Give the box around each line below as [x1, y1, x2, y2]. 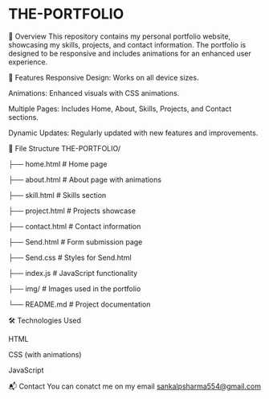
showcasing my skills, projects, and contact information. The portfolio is [8, 39, 247, 49]
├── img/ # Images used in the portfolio [8, 283, 141, 294]
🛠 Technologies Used [8, 315, 82, 325]
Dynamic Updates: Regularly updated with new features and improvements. [8, 128, 259, 138]
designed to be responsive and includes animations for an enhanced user [8, 48, 251, 58]
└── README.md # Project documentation [8, 299, 151, 309]
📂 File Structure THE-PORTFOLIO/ [8, 143, 121, 153]
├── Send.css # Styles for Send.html [8, 253, 132, 262]
